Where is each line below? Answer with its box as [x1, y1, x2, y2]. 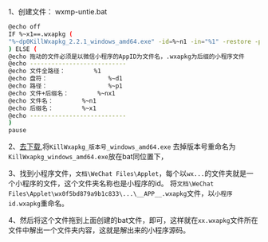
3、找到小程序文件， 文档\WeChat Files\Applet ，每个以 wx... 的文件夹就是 [8, 169, 247, 178]
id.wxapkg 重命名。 [8, 198, 69, 209]
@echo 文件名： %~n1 [8, 96, 97, 105]
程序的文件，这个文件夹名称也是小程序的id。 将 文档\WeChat [22, 178, 214, 189]
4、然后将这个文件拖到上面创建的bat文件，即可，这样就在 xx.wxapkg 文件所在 [8, 216, 258, 225]
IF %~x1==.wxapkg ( [8, 30, 73, 38]
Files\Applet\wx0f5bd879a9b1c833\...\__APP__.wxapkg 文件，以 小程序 [8, 189, 233, 198]
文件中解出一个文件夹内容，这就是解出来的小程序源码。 [8, 225, 190, 235]
